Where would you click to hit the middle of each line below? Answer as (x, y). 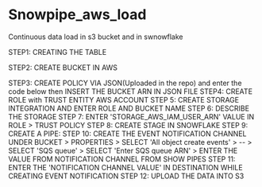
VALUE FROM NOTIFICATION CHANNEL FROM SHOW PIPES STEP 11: (122, 159)
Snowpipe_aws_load (77, 15)
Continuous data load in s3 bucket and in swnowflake (96, 37)
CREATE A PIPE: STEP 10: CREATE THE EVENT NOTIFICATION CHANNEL (127, 134)
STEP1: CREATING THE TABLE (58, 52)
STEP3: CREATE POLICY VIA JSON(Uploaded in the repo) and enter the (125, 83)
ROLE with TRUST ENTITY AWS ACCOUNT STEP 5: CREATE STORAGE (124, 99)
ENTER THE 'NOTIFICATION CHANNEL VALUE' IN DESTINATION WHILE (126, 167)
